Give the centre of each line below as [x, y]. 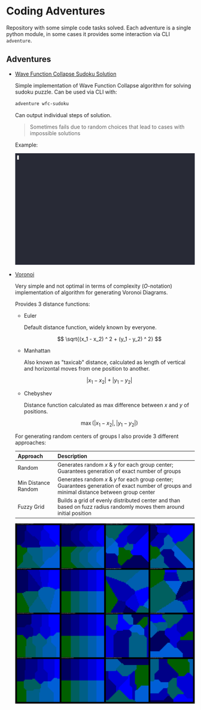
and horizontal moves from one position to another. [87, 369]
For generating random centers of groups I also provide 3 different [97, 436]
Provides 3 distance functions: [52, 304]
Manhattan [37, 351]
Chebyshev [38, 393]
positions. [36, 411]
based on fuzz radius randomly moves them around [121, 507]
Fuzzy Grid [31, 507]
